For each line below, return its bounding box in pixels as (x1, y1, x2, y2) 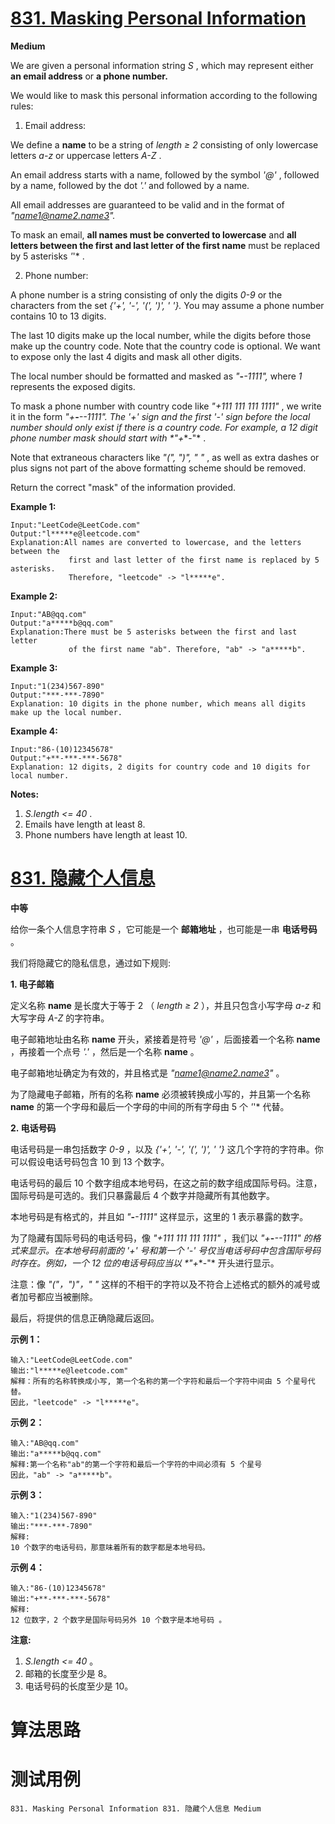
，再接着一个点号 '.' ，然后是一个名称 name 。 (10, 1045, 200, 1057)
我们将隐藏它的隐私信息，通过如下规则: (10, 957, 172, 969)
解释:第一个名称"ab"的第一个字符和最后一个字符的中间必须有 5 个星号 (10, 1459, 263, 1469)
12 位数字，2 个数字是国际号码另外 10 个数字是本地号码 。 (10, 1615, 227, 1625)
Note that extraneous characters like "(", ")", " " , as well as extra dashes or (10, 451, 320, 463)
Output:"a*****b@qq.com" (10, 618, 114, 628)
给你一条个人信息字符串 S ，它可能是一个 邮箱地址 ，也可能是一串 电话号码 (10, 923, 318, 935)
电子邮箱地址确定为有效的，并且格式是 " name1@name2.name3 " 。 (10, 1067, 285, 1079)
